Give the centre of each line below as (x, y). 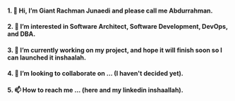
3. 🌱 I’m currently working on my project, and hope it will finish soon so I (115, 50)
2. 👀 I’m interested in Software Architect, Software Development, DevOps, (117, 27)
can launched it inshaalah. (47, 58)
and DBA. (22, 34)
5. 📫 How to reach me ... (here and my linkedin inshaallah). (95, 90)
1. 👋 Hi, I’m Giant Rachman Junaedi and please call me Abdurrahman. (110, 11)
